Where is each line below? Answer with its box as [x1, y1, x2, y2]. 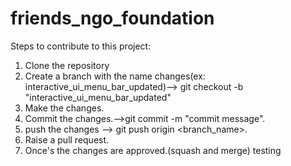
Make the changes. [24, 102, 105, 114]
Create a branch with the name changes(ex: [24, 70, 206, 82]
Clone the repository [24, 59, 110, 71]
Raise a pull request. [24, 133, 110, 146]
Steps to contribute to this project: [10, 40, 152, 52]
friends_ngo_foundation [10, 7, 215, 30]
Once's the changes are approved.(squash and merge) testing [24, 144, 282, 156]
